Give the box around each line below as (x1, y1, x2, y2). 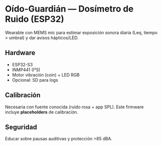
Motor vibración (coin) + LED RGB (12, 72, 80, 78)
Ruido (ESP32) (5, 14, 64, 25)
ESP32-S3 (12, 61, 33, 67)
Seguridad (5, 123, 37, 131)
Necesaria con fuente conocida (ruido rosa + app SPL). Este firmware (5, 104, 144, 110)
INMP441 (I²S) (12, 67, 41, 73)
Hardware (5, 49, 35, 57)
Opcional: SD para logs (12, 77, 58, 83)
